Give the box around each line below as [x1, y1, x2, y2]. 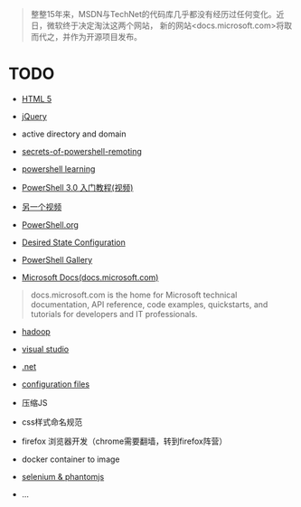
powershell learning [21, 163, 96, 174]
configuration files [21, 379, 90, 390]
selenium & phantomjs [21, 471, 105, 482]
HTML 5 [21, 93, 52, 104]
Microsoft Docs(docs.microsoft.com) [21, 271, 159, 283]
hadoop [21, 325, 51, 337]
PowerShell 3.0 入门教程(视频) [21, 182, 134, 192]
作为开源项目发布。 [70, 32, 142, 42]
